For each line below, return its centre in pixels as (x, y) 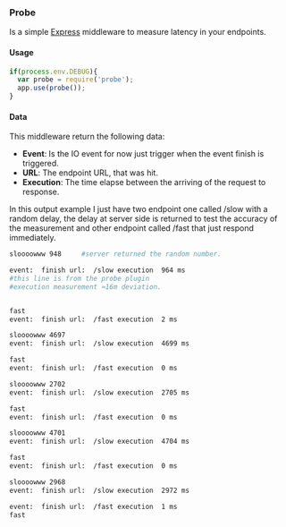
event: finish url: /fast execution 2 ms (93, 319)
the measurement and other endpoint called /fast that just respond (132, 228)
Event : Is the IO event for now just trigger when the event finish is (143, 154)
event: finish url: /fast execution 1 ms (93, 506)
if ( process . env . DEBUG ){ (54, 72)
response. (41, 192)
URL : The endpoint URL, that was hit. (90, 173)
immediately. (33, 238)
